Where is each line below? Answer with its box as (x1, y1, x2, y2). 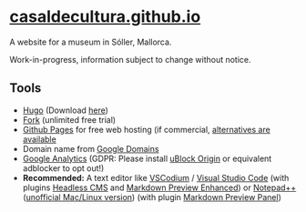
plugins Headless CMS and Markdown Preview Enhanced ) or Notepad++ (22, 182, 297, 193)
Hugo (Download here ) (22, 105, 109, 116)
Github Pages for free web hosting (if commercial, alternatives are (22, 124, 270, 135)
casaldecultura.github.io (9, 6, 201, 27)
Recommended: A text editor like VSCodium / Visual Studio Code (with (22, 172, 290, 183)
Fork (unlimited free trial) (22, 114, 117, 125)
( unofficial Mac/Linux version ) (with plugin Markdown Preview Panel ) (22, 191, 282, 202)
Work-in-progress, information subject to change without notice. (9, 54, 252, 65)
